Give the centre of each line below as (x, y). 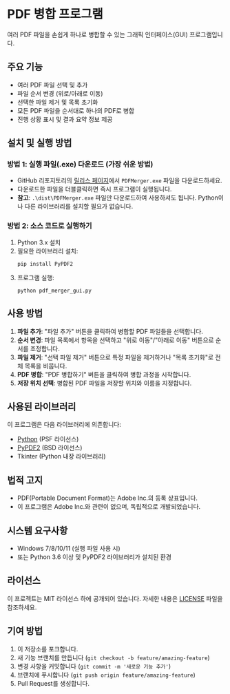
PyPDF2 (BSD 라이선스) (50, 448)
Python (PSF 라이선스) (48, 439)
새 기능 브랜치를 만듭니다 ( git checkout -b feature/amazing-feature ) (113, 658)
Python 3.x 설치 (39, 242)
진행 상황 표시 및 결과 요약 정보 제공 (65, 119)
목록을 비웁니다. (46, 366)
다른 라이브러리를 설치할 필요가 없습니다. (79, 207)
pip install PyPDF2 (45, 264)
